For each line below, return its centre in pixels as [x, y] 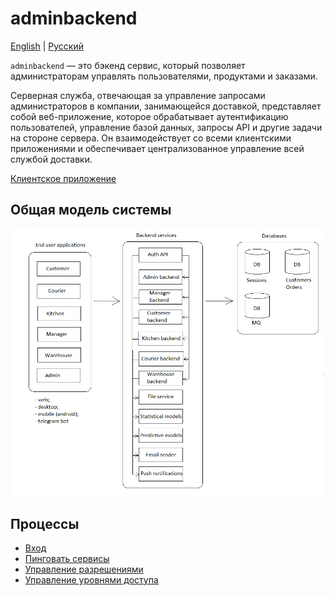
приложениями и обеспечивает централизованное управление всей [157, 148]
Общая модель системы [91, 210]
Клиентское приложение [63, 178]
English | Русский [47, 46]
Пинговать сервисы [67, 559]
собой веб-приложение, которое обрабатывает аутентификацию [149, 116]
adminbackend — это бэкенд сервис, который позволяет [128, 65]
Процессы [45, 523]
